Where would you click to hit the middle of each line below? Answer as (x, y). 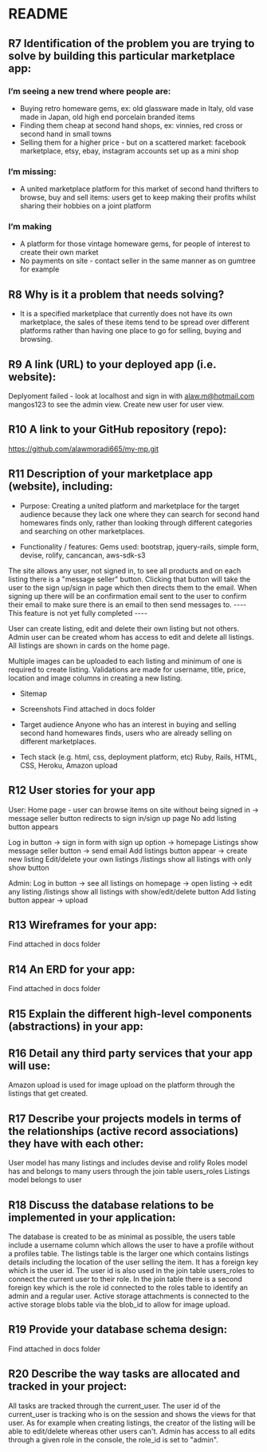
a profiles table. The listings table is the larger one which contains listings (129, 1253)
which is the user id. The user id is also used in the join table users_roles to (132, 1270)
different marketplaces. (58, 741)
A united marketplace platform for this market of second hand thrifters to (139, 189)
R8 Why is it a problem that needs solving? (116, 294)
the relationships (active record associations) (124, 1131)
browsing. (36, 339)
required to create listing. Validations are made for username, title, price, (127, 669)
